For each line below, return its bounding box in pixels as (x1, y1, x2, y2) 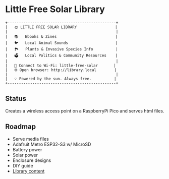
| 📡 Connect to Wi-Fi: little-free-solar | (5, 63, 116, 68)
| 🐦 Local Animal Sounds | (5, 40, 118, 45)
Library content (12, 168, 45, 174)
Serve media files (12, 136, 49, 142)
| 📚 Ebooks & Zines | (5, 34, 118, 39)
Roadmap (5, 123, 36, 131)
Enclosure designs (12, 157, 51, 163)
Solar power (12, 152, 38, 158)
